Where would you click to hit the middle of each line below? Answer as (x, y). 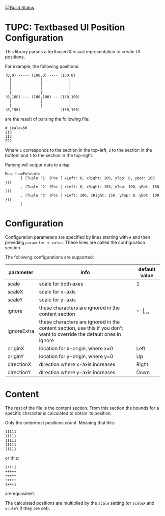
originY (16, 356)
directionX (19, 364)
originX (16, 348)
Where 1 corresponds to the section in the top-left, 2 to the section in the (79, 150)
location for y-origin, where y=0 (76, 356)
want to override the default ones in (80, 334)
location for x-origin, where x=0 (76, 348)
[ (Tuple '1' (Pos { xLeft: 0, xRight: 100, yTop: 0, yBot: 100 (87, 178)
